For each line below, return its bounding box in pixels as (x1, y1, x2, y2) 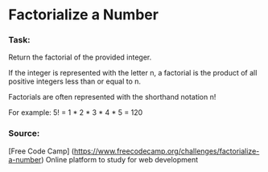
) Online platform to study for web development (41, 154, 199, 164)
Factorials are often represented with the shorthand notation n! (8, 92, 216, 102)
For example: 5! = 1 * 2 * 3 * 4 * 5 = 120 (8, 108, 143, 117)
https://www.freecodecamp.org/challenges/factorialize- (73, 146, 260, 156)
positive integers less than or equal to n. (8, 76, 142, 86)
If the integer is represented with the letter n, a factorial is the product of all (8, 68, 258, 78)
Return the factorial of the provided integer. (8, 52, 152, 62)
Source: (8, 128, 40, 139)
